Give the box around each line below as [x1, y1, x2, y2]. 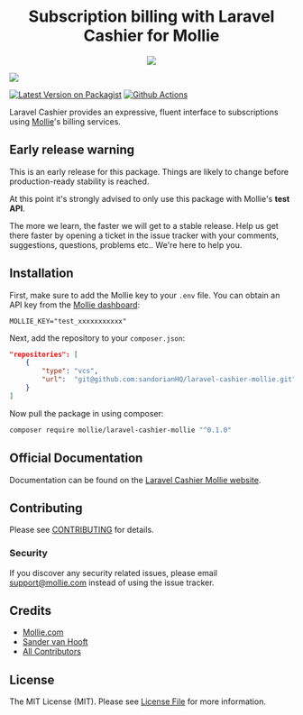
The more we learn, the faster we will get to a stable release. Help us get [9, 220, 280, 231]
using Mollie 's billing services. [9, 115, 122, 127]
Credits [9, 603, 52, 619]
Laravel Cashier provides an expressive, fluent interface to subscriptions [9, 106, 279, 117]
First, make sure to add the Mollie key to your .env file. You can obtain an [9, 289, 280, 300]
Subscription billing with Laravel [28, 6, 275, 27]
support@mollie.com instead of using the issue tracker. [9, 577, 215, 588]
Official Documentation [9, 451, 143, 466]
